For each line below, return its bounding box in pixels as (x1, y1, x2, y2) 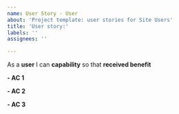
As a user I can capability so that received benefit (7, 60, 152, 69)
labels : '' (7, 29, 38, 36)
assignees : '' (7, 36, 48, 43)
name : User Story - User (7, 10, 78, 17)
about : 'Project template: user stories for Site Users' (7, 16, 174, 23)
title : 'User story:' (7, 23, 69, 30)
